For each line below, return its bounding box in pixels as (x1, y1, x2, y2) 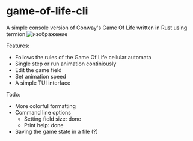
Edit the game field (14, 66, 62, 73)
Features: (6, 42, 30, 49)
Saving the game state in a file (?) (14, 128, 98, 135)
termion (6, 30, 26, 37)
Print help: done (23, 121, 64, 128)
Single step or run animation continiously (14, 60, 117, 67)
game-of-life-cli (6, 4, 88, 18)
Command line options (14, 109, 71, 116)
